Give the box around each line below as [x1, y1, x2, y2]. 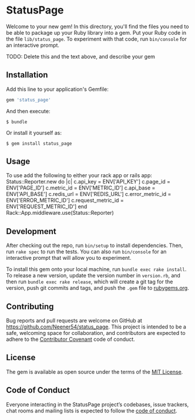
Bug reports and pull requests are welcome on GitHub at [6, 317, 143, 324]
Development [6, 226, 57, 236]
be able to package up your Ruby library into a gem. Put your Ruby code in [6, 29, 187, 36]
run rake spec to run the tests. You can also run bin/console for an [6, 248, 167, 255]
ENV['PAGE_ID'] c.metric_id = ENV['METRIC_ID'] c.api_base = [6, 184, 156, 191]
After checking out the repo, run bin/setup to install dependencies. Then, [6, 242, 183, 249]
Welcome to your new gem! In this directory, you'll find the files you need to [6, 23, 189, 30]
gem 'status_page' [6, 97, 51, 103]
